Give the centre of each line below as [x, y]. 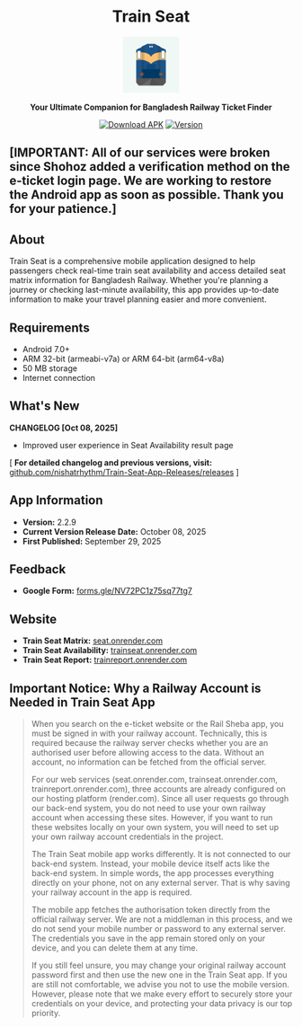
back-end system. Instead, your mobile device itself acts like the [151, 863]
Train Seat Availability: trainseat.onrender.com [110, 651]
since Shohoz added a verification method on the [150, 167]
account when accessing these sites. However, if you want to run [152, 818]
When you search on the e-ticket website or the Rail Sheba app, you [157, 724]
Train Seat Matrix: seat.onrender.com [93, 641]
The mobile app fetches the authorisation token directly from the [151, 910]
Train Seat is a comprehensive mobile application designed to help [133, 261]
